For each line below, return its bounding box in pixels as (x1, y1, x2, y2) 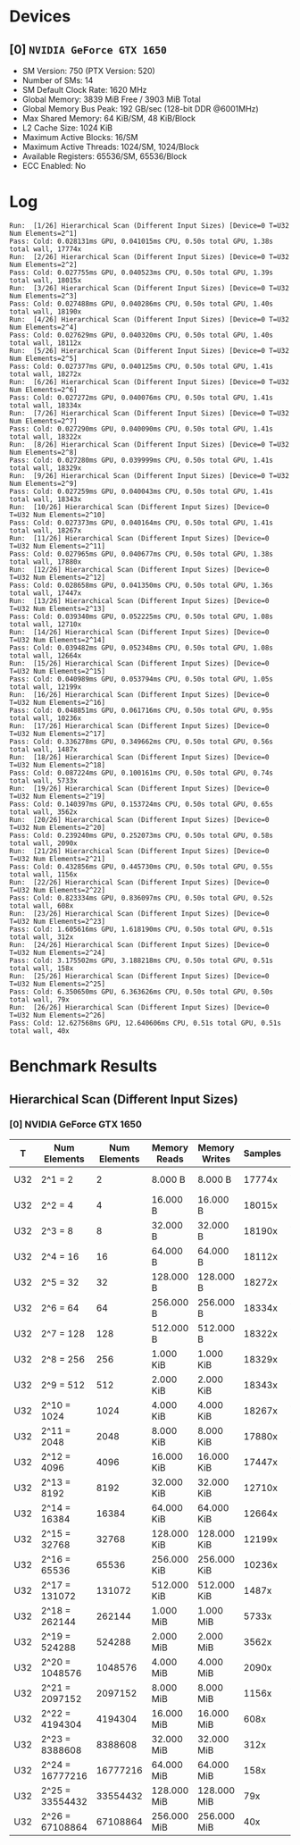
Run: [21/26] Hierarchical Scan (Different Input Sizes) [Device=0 (9, 846, 270, 855)
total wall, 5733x (9, 776, 78, 785)
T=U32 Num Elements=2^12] (9, 573, 105, 582)
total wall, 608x (9, 901, 74, 910)
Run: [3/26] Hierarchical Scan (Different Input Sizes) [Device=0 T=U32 (9, 283, 290, 292)
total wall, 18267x (9, 525, 82, 535)
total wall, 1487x (9, 744, 78, 754)
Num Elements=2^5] (9, 354, 78, 363)
